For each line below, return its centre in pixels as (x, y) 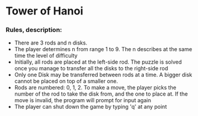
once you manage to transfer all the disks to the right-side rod (91, 69)
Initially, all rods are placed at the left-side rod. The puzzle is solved (98, 62)
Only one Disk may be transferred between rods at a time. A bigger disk (103, 75)
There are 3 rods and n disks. (51, 43)
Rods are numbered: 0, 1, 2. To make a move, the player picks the (95, 88)
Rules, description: (34, 30)
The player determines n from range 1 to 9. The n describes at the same (103, 49)
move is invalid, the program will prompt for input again (83, 100)
